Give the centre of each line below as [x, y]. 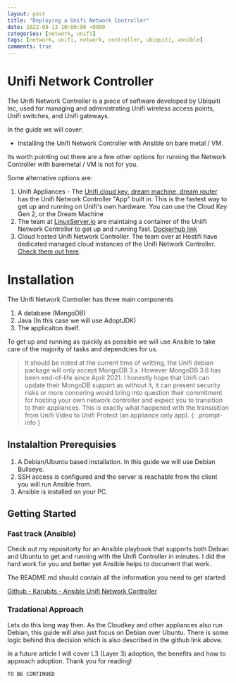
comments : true [30, 46]
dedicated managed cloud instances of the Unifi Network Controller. [117, 244]
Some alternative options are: [50, 177]
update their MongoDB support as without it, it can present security [122, 385]
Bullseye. [31, 469]
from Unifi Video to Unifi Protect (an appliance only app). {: [110, 415]
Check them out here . [49, 251]
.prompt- [210, 415]
